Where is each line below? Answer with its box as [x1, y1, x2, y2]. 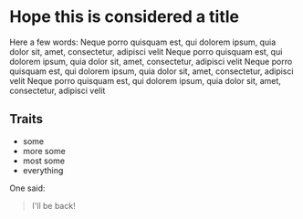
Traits [9, 111, 44, 127]
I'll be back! [31, 200, 76, 211]
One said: [9, 182, 46, 193]
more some [22, 145, 66, 156]
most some [22, 155, 66, 166]
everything [22, 164, 64, 175]
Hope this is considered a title [9, 6, 240, 27]
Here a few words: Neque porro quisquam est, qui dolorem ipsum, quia [9, 36, 277, 47]
